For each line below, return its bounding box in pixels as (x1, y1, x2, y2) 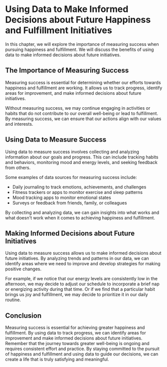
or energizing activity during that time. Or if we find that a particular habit (5, 286, 156, 292)
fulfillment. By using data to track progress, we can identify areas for (5, 330, 146, 336)
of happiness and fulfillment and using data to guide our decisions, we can (5, 351, 159, 357)
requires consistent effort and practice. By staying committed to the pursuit (5, 346, 160, 352)
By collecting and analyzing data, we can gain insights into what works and (5, 209, 160, 215)
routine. (5, 297, 21, 303)
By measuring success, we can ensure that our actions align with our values (5, 116, 162, 122)
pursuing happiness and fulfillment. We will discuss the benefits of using (5, 46, 154, 52)
